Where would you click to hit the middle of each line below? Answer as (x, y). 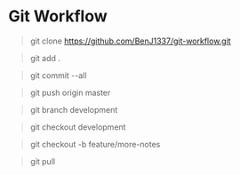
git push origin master (70, 92)
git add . (45, 58)
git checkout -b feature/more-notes (95, 144)
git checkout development (78, 127)
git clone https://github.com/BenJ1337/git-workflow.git (131, 41)
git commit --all (58, 75)
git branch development (74, 109)
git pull (42, 161)
